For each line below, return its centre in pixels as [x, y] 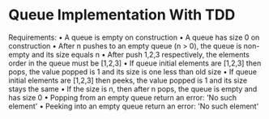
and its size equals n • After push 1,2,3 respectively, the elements [140, 54]
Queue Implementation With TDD [122, 15]
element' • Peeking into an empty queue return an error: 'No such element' [134, 106]
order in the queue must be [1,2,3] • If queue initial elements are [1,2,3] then [135, 63]
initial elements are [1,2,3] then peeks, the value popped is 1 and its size [128, 80]
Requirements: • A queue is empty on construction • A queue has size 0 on [134, 37]
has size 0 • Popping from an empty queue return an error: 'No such [123, 97]
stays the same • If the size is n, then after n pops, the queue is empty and [133, 89]
